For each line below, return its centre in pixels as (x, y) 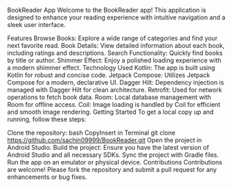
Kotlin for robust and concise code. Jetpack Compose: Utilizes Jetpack (109, 75)
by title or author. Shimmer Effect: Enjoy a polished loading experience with (114, 60)
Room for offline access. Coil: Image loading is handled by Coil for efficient (114, 104)
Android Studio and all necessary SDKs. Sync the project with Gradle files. (113, 155)
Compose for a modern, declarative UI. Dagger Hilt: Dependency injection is (116, 82)
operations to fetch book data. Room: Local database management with (109, 97)
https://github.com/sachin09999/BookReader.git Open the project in (105, 140)
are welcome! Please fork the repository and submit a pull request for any (112, 170)
